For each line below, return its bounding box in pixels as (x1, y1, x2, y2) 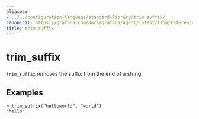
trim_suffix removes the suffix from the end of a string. (6, 70, 143, 78)
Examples (6, 87, 43, 98)
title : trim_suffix (6, 25, 54, 31)
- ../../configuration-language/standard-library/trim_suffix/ (6, 14, 166, 20)
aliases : (6, 8, 28, 15)
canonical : (6, 20, 33, 25)
